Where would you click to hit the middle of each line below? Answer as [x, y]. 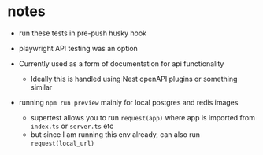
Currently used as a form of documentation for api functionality [121, 63]
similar [41, 87]
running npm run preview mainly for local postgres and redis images [128, 102]
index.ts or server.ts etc [72, 126]
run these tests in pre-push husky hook [83, 33]
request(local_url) [63, 143]
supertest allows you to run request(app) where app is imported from [143, 117]
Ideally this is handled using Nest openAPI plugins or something [134, 79]
